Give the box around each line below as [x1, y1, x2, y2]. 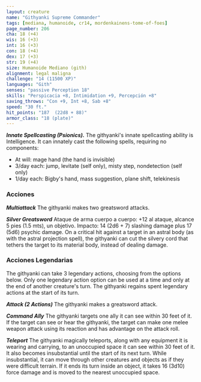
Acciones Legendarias [6, 256, 73, 265]
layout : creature [6, 8, 50, 15]
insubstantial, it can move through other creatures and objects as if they [6, 356, 184, 363]
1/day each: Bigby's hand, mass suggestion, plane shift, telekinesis [14, 175, 180, 182]
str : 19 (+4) [6, 59, 39, 65]
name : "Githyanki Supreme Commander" [6, 14, 101, 20]
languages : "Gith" [6, 82, 52, 88]
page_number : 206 [6, 25, 50, 32]
